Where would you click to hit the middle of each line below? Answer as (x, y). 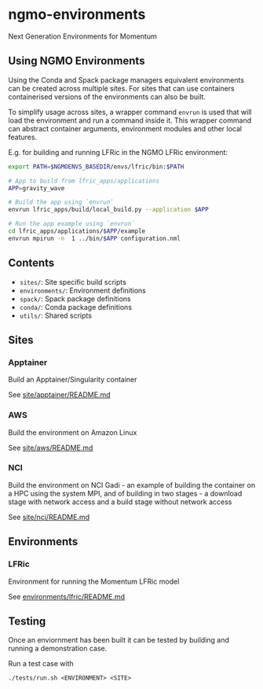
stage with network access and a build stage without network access (120, 502)
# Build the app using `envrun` (61, 202)
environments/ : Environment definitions (83, 290)
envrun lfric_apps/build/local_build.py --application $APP (109, 210)
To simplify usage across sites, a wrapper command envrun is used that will (130, 112)
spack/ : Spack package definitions (75, 298)
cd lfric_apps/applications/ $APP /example (77, 231)
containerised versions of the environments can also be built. (107, 97)
